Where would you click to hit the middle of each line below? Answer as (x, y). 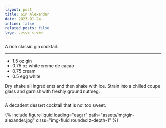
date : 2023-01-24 (23, 19)
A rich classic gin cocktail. (32, 47)
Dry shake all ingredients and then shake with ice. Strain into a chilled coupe (83, 86)
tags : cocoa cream (24, 32)
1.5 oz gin (22, 61)
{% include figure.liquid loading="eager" (46, 115)
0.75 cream (24, 71)
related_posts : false (27, 28)
